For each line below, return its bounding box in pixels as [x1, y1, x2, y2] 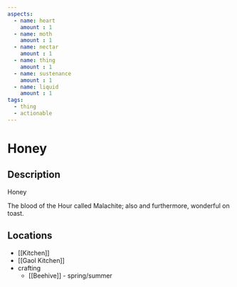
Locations [7, 229, 53, 242]
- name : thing [14, 57, 56, 64]
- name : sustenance [14, 70, 72, 77]
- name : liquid [14, 83, 59, 90]
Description [7, 169, 60, 181]
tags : [7, 97, 23, 104]
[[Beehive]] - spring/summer [28, 271, 112, 280]
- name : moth [14, 30, 53, 38]
